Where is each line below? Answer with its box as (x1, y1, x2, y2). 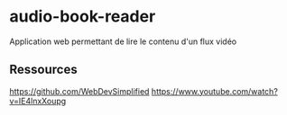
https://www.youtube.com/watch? (151, 85, 278, 96)
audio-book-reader (9, 6, 156, 27)
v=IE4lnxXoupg (9, 95, 67, 106)
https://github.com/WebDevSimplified (9, 85, 150, 96)
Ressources (9, 62, 79, 77)
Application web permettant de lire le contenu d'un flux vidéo (9, 36, 237, 47)
